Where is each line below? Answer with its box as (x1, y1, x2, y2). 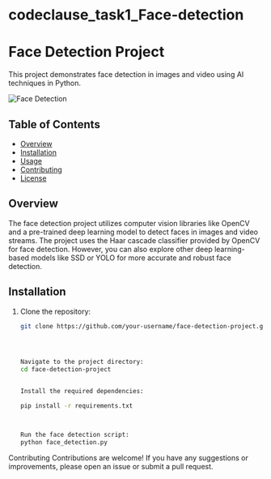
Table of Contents (8, 118, 101, 131)
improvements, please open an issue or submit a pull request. (8, 461, 214, 471)
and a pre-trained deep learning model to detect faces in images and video (8, 227, 259, 237)
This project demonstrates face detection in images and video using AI (8, 70, 244, 79)
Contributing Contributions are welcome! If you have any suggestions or (8, 452, 248, 463)
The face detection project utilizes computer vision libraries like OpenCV (8, 218, 250, 228)
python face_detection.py (19, 438, 108, 447)
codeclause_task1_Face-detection (8, 6, 244, 24)
